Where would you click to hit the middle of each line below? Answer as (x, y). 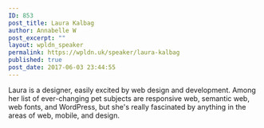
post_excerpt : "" (37, 38)
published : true (35, 60)
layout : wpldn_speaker (46, 45)
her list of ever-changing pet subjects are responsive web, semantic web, (129, 98)
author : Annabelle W (43, 30)
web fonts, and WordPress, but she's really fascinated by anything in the (127, 107)
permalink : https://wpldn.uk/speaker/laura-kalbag (94, 52)
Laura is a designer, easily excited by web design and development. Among (132, 90)
